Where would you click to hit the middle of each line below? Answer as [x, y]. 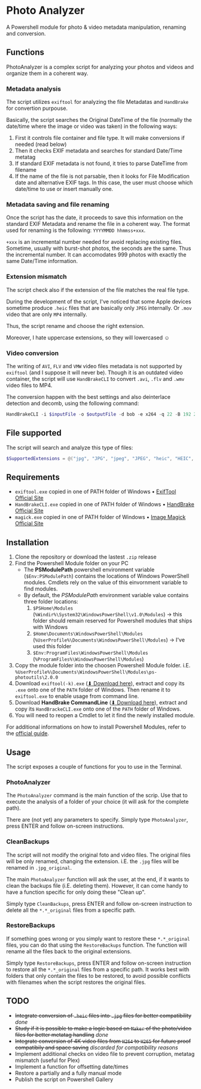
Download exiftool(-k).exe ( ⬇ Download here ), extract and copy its [100, 684]
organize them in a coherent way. [47, 73]
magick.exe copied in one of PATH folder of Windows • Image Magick [100, 517]
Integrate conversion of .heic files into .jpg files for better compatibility [103, 1015]
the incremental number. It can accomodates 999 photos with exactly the [96, 255]
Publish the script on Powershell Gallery [64, 1079]
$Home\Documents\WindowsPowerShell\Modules [88, 634]
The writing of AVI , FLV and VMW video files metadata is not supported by [94, 366]
